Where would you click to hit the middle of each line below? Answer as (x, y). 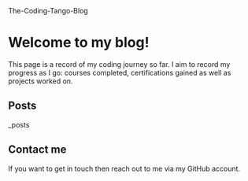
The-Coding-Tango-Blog (48, 11)
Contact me (37, 150)
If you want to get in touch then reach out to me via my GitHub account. (124, 168)
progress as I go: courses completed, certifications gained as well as (120, 72)
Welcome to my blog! (79, 43)
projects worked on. (41, 81)
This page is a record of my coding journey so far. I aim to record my (119, 64)
